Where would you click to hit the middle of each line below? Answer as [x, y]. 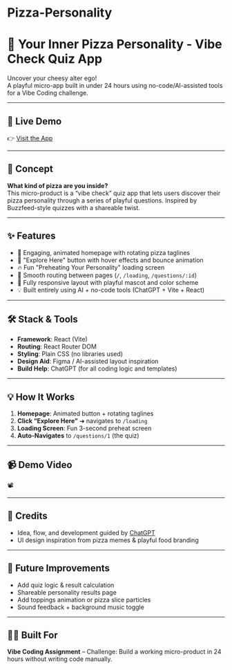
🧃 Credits [28, 516]
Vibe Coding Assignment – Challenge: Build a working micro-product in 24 [114, 652]
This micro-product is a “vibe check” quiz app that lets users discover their [114, 193]
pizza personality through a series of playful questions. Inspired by [102, 200]
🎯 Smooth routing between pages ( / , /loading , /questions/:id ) [107, 275]
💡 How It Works [41, 397]
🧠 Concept [30, 169]
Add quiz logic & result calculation [66, 585]
